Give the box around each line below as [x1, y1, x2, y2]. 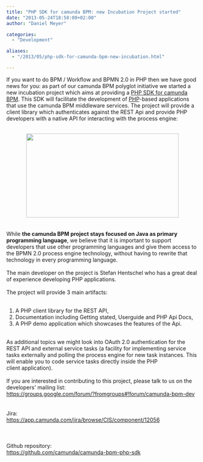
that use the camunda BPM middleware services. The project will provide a [6, 101, 194, 109]
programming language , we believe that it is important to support [6, 237, 172, 244]
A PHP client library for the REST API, [15, 307, 109, 314]
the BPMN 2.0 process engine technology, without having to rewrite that [6, 249, 188, 257]
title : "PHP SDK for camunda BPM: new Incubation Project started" [6, 9, 182, 15]
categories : [6, 31, 37, 37]
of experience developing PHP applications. [6, 276, 116, 283]
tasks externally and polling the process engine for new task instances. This [6, 351, 197, 358]
